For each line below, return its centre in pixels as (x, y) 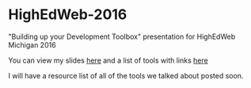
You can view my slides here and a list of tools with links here (108, 60)
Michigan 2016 (32, 44)
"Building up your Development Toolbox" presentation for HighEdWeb (122, 36)
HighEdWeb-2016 (68, 15)
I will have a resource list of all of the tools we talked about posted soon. (126, 75)
